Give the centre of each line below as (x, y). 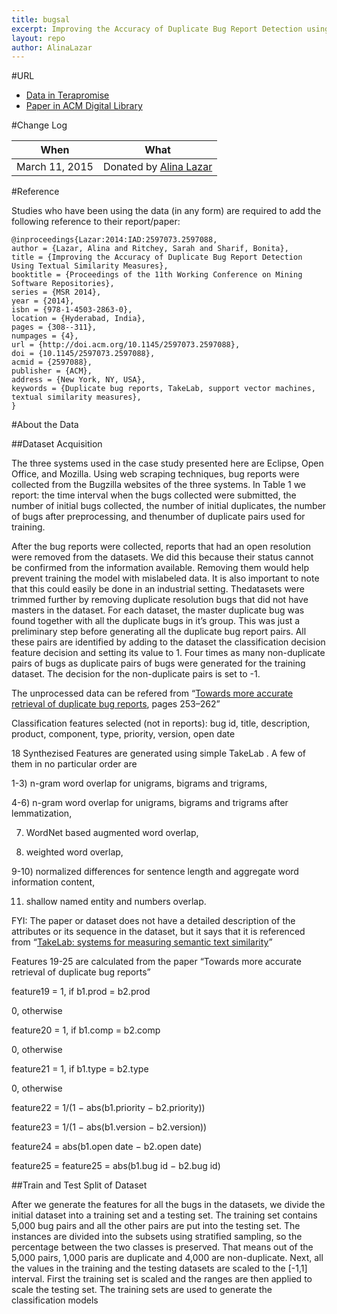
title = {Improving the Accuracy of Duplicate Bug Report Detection (157, 257)
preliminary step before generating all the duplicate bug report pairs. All (159, 632)
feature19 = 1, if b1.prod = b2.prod (81, 992)
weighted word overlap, (74, 852)
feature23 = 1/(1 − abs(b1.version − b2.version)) (109, 1127)
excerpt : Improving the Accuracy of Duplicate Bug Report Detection (157, 29)
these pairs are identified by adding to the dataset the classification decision (168, 642)
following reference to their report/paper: (96, 222)
